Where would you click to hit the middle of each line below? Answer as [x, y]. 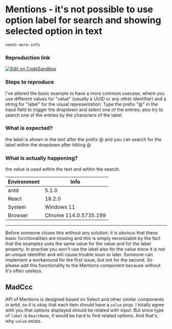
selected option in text [54, 31]
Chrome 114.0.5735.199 [76, 215]
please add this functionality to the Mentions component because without [83, 266]
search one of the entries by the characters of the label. [64, 115]
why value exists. [24, 321]
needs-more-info [23, 45]
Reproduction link [28, 57]
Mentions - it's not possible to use [79, 9]
